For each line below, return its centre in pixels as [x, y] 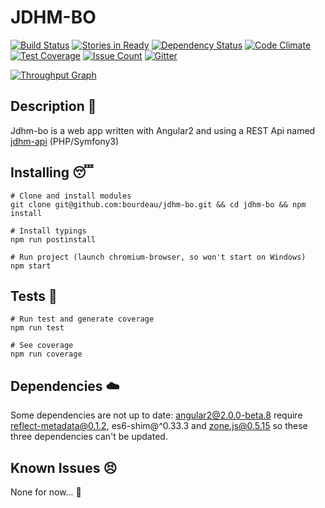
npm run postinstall [53, 239]
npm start [31, 266]
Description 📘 [53, 106]
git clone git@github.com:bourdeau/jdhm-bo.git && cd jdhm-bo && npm [158, 204]
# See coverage [42, 346]
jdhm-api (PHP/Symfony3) [65, 141]
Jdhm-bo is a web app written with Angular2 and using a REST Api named [163, 130]
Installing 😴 [52, 172]
